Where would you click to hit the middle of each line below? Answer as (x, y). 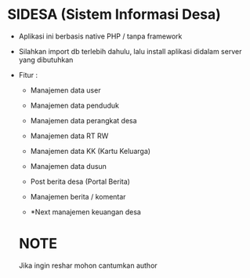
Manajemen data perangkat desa (84, 120)
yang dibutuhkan (46, 60)
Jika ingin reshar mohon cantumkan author (88, 265)
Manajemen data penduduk (74, 105)
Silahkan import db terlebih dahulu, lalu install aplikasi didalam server (130, 51)
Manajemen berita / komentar (78, 196)
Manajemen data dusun (69, 166)
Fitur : (28, 75)
